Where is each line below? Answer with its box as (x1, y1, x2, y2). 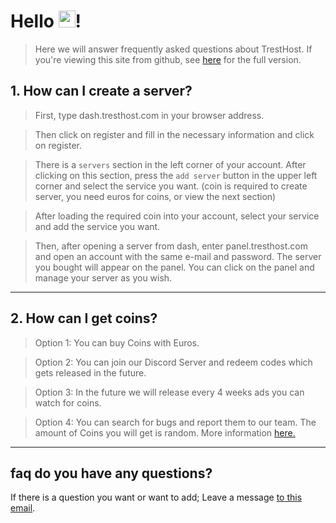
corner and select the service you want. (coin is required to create (34, 180, 308, 192)
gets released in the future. (34, 366, 147, 379)
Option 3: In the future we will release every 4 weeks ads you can (34, 386, 305, 398)
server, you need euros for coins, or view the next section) (34, 190, 277, 202)
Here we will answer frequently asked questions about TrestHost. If (34, 43, 313, 55)
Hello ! (10, 10, 82, 33)
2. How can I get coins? (10, 310, 158, 327)
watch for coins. (34, 396, 102, 409)
